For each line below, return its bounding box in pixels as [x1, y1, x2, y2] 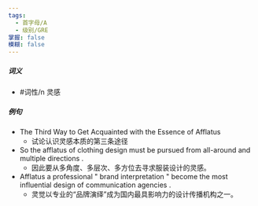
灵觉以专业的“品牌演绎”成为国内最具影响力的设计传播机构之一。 [31, 189, 238, 199]
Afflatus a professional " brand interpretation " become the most [19, 172, 228, 182]
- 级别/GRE [15, 26, 49, 34]
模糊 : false [8, 41, 45, 49]
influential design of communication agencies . [19, 180, 171, 189]
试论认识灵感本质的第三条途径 [31, 137, 128, 146]
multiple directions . [19, 154, 84, 164]
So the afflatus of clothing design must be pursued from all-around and [19, 145, 251, 155]
